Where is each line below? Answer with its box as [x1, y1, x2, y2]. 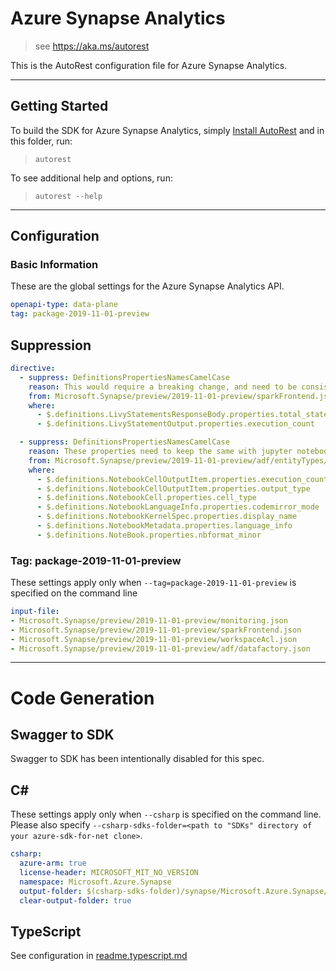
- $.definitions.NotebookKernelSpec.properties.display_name [36, 512, 298, 522]
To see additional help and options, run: [10, 172, 173, 184]
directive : [10, 363, 56, 373]
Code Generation [10, 687, 155, 709]
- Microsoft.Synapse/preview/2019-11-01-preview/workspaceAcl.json [10, 634, 298, 644]
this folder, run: [10, 135, 73, 147]
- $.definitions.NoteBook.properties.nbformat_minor [36, 530, 262, 540]
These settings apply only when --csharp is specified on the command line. [10, 808, 322, 821]
